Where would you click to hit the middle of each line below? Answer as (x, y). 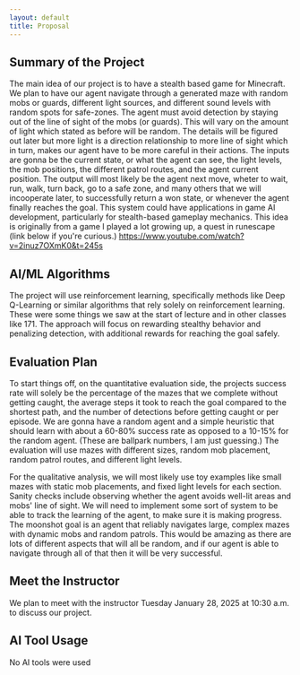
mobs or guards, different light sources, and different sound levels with (140, 103)
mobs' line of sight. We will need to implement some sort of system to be (144, 505)
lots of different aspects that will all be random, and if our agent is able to (144, 543)
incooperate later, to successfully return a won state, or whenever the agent (149, 198)
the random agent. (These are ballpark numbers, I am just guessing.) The (144, 440)
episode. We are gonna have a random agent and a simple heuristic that (142, 421)
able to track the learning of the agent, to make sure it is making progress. (146, 515)
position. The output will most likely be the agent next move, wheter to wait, (149, 179)
